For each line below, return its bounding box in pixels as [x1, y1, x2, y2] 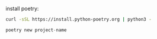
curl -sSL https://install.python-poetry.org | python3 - [5, 17, 152, 22]
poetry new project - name [5, 27, 67, 33]
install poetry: [5, 5, 39, 12]
